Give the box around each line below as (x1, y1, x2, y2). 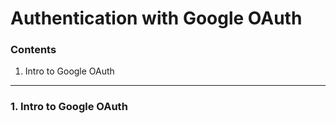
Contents (10, 43, 57, 57)
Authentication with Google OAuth (10, 7, 303, 30)
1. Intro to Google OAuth (10, 100, 128, 114)
